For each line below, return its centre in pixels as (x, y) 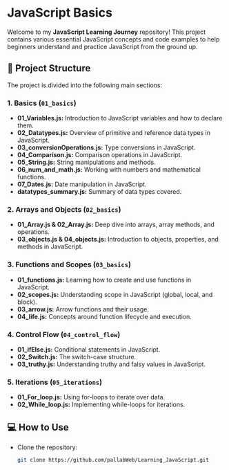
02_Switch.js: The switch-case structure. (77, 356)
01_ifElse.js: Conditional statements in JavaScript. (89, 349)
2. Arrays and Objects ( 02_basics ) (64, 209)
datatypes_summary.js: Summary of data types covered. (99, 192)
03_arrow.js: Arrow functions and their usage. (83, 309)
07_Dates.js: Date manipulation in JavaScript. (82, 184)
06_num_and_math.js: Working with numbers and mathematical (109, 170)
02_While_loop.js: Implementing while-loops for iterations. (101, 405)
